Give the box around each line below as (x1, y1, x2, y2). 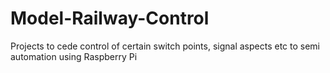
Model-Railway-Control (10, 7, 210, 30)
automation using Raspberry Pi (10, 50, 138, 62)
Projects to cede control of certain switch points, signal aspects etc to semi (10, 40, 321, 52)
